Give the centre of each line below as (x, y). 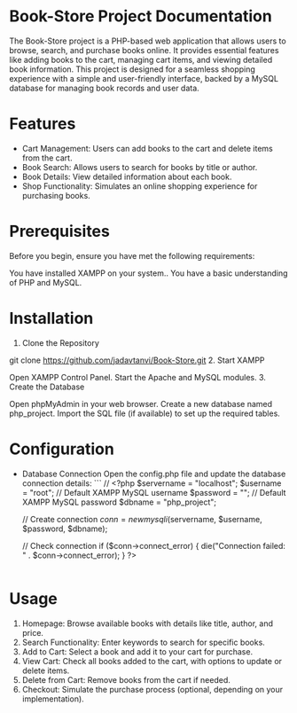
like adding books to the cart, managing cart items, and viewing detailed (141, 59)
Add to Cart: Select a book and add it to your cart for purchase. (137, 651)
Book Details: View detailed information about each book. (127, 176)
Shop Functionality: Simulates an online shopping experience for (140, 186)
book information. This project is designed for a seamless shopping (132, 69)
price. (33, 632)
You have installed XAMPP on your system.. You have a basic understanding (148, 273)
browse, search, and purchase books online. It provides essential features (144, 50)
